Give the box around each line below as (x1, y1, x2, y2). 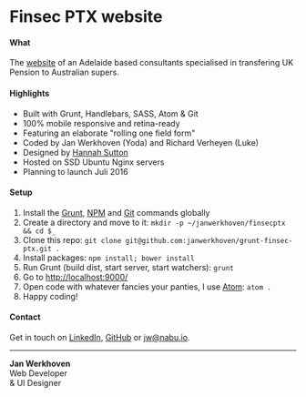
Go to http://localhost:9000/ (22, 271, 128, 282)
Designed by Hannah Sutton (22, 147, 129, 158)
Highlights (9, 87, 50, 98)
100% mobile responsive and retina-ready (22, 117, 180, 128)
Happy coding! (22, 290, 78, 301)
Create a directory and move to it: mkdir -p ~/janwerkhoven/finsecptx (22, 217, 286, 228)
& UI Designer (9, 378, 62, 388)
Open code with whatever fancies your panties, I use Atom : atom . (22, 280, 271, 292)
